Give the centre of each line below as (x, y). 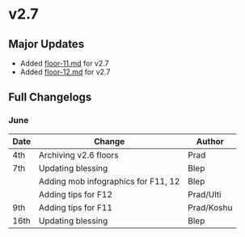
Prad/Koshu (210, 207)
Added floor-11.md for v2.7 (64, 63)
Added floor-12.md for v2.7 (65, 72)
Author (210, 141)
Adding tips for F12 (76, 194)
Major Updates (46, 44)
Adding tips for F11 (76, 207)
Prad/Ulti (204, 194)
